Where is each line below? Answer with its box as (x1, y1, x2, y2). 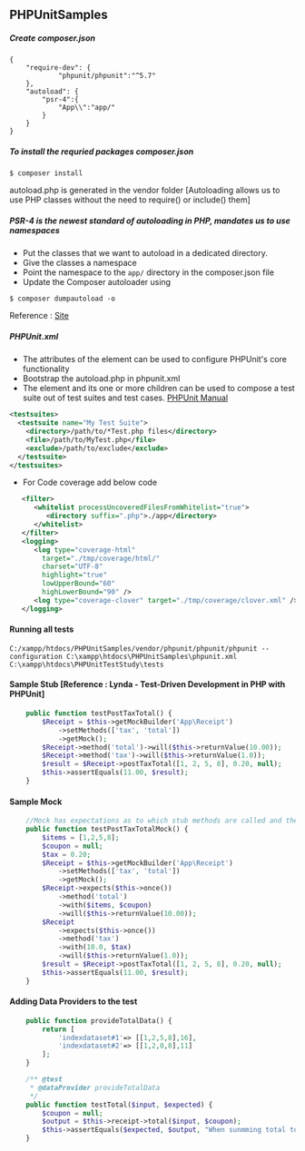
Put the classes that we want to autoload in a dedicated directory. (22, 248, 268, 259)
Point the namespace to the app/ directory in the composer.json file (22, 267, 275, 278)
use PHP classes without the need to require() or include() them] (9, 194, 251, 205)
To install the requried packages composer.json (9, 145, 194, 157)
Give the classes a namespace (22, 258, 138, 269)
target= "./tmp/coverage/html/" (42, 554, 161, 563)
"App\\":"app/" (57, 103, 116, 113)
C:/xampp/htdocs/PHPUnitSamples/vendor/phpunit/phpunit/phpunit (9, 644, 258, 653)
